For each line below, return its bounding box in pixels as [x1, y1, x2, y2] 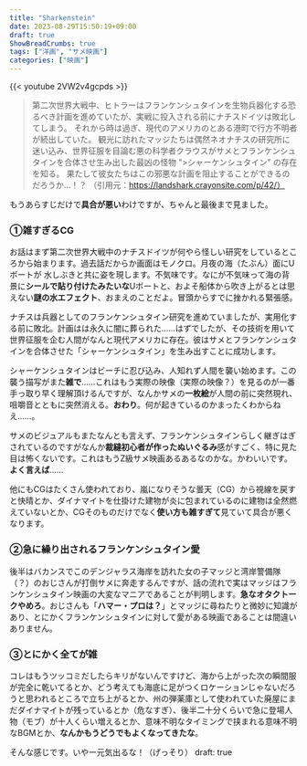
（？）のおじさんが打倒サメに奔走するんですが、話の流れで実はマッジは [9, 577, 281, 588]
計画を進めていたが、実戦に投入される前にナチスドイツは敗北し [56, 111, 297, 121]
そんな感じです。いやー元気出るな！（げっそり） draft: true [9, 746, 233, 758]
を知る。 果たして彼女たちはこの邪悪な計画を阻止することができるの [31, 168, 291, 179]
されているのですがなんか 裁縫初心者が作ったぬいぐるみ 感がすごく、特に [9, 442, 281, 453]
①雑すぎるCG [9, 224, 75, 236]
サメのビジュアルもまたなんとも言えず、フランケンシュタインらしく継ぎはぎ [9, 430, 297, 441]
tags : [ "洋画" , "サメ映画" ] [9, 47, 108, 57]
